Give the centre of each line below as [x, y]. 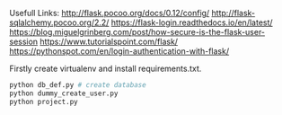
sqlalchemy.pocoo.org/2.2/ [59, 22]
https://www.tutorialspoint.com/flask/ [109, 41]
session [24, 41]
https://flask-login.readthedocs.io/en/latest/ [192, 22]
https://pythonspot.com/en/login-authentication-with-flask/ [119, 51]
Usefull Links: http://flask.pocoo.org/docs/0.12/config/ [110, 13]
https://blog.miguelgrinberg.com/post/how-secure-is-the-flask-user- [137, 32]
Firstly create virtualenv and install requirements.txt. [106, 68]
